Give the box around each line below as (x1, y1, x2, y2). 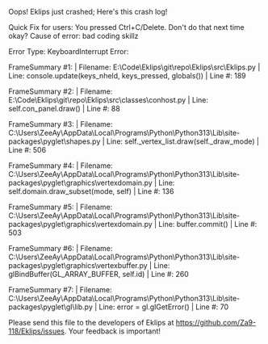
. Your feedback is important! (64, 326, 161, 336)
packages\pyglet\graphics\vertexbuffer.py (8, 261, 148, 270)
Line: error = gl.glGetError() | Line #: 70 (98, 302, 229, 312)
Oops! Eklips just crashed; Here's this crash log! (8, 7, 168, 16)
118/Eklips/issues (8, 326, 65, 336)
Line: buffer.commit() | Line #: (158, 220, 258, 229)
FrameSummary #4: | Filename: (8, 161, 113, 170)
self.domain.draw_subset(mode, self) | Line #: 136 (8, 187, 174, 196)
